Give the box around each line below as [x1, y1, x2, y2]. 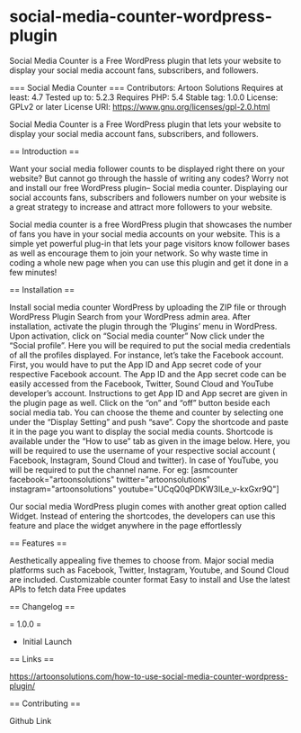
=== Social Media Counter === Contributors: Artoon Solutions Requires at [9, 82, 284, 93]
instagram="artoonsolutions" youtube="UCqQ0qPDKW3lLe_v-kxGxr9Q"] [9, 484, 280, 494]
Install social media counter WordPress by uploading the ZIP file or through [9, 302, 287, 312]
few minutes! [9, 267, 58, 277]
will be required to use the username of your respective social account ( [9, 445, 276, 456]
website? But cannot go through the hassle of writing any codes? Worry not [9, 173, 289, 184]
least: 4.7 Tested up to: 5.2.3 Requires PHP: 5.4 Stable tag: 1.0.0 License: [9, 92, 279, 103]
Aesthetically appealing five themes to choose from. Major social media [9, 555, 274, 566]
